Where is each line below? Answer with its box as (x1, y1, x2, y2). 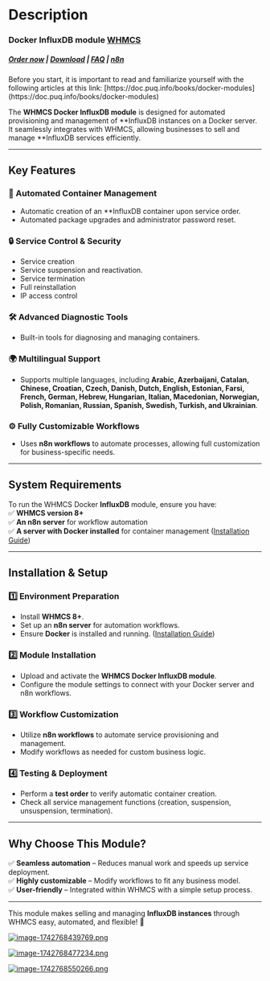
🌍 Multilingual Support (8, 353, 100, 365)
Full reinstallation (19, 282, 76, 292)
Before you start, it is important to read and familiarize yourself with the (8, 75, 244, 84)
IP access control (19, 291, 78, 301)
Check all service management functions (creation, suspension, (19, 798, 231, 807)
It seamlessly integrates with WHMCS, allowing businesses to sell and (8, 125, 239, 134)
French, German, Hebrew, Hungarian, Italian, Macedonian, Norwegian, (19, 392, 260, 402)
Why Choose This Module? (8, 837, 146, 851)
